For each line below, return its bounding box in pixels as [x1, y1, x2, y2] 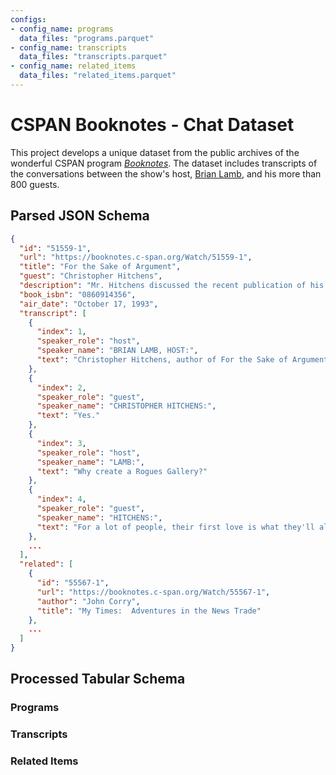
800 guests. [10, 178, 60, 190]
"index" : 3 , [36, 438, 87, 448]
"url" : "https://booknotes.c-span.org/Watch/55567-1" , [36, 587, 271, 597]
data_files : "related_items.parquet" [19, 71, 177, 81]
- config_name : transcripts [10, 42, 128, 53]
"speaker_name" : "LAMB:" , [36, 457, 145, 467]
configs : [10, 14, 47, 25]
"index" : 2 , [36, 382, 87, 393]
